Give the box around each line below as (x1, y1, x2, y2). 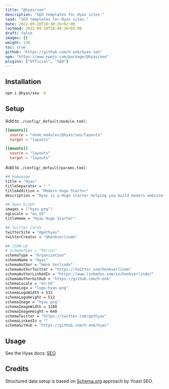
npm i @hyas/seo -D (5, 91, 46, 96)
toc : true (5, 45, 26, 50)
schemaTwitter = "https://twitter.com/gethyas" (5, 314, 107, 319)
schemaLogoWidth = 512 (5, 290, 53, 296)
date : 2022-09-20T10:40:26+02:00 (5, 21, 75, 27)
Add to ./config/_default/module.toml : (5, 118, 87, 124)
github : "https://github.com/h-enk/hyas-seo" (5, 49, 102, 54)
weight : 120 (5, 40, 30, 45)
